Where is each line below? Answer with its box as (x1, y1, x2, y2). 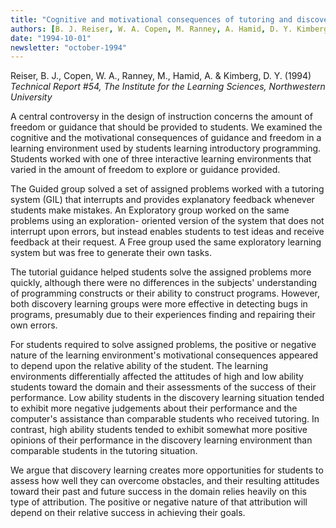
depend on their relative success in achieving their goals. (10, 507, 246, 519)
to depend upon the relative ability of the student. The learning (10, 360, 269, 372)
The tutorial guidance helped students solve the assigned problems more (10, 266, 312, 278)
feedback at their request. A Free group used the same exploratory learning (10, 236, 322, 248)
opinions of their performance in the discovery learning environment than (10, 434, 313, 446)
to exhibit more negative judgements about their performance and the (10, 402, 298, 415)
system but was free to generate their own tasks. (10, 247, 213, 259)
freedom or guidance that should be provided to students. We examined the (10, 121, 323, 133)
